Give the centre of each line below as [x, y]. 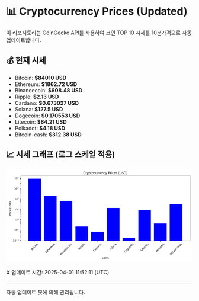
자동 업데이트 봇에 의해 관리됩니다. [46, 292]
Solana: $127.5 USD [39, 109]
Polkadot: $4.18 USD [40, 128]
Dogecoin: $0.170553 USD [47, 116]
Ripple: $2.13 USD [37, 97]
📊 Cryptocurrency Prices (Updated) [97, 12]
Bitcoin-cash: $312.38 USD [48, 135]
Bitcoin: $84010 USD [41, 78]
